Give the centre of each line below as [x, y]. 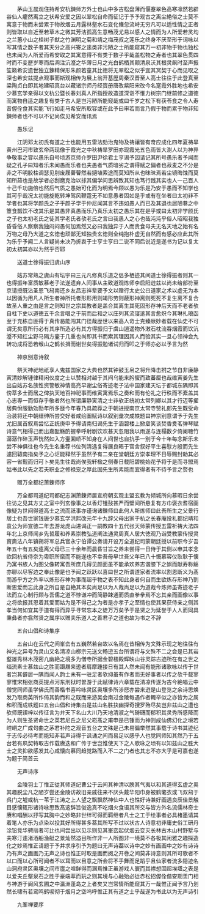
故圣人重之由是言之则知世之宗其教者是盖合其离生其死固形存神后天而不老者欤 [103, 306]
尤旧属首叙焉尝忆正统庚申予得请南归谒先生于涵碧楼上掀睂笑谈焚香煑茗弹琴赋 [103, 423]
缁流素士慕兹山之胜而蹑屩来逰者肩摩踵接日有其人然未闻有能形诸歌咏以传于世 [103, 667]
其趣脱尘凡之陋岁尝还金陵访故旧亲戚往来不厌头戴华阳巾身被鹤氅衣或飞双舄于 [103, 792]
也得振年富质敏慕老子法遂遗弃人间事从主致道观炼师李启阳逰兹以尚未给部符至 [103, 283]
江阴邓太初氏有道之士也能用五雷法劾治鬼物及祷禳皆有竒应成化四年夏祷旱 [108, 142]
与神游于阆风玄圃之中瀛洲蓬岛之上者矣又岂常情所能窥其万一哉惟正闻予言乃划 [103, 884]
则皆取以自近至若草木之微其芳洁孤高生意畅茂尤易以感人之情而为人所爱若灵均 [103, 32]
